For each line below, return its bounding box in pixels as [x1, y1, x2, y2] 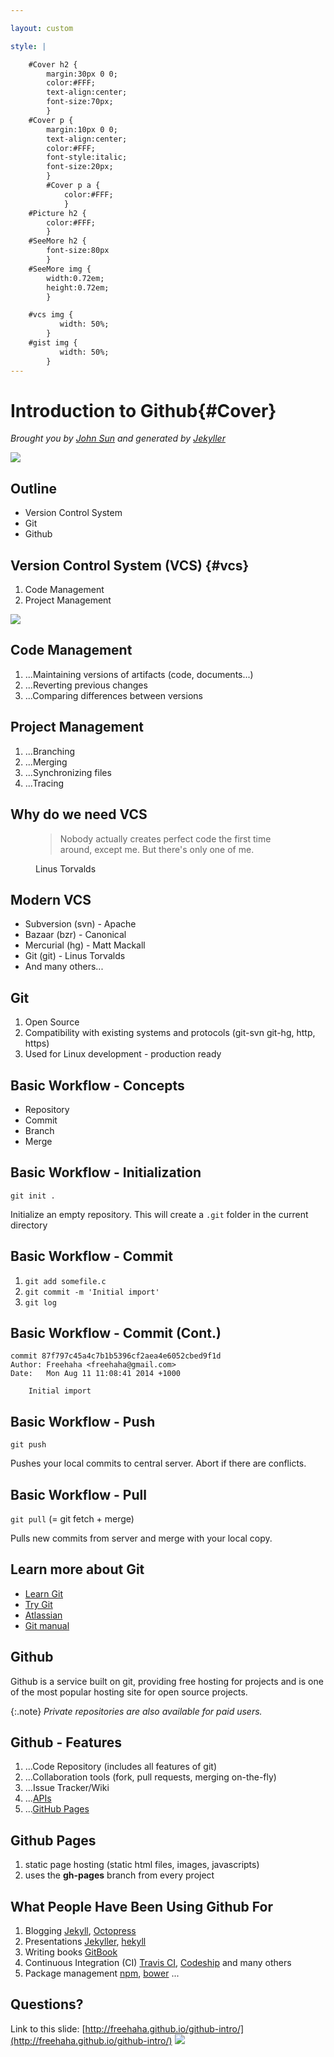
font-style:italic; [46, 152, 128, 163]
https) [24, 1037, 50, 1050]
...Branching [24, 745, 75, 757]
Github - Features [10, 1734, 123, 1751]
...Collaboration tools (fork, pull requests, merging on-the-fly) [24, 1771, 277, 1783]
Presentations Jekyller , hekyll [24, 1936, 147, 1948]
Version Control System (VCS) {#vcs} [10, 557, 250, 574]
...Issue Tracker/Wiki [24, 1782, 110, 1794]
